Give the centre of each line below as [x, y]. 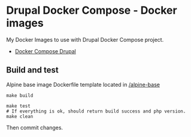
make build [20, 95]
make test [19, 106]
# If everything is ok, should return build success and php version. [96, 111]
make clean [20, 116]
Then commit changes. [35, 127]
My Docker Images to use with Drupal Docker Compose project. [85, 39]
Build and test [32, 70]
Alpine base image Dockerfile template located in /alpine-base [83, 84]
